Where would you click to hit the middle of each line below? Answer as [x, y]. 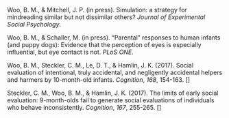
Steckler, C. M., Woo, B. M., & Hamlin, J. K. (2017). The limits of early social [113, 93]
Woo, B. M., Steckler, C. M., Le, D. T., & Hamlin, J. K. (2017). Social [100, 65]
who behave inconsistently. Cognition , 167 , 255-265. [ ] [84, 107]
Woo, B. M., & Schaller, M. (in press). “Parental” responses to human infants [114, 38]
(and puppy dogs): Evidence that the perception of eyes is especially [104, 45]
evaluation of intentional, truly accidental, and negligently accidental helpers [115, 72]
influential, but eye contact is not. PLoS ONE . [70, 52]
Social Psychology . [34, 24]
